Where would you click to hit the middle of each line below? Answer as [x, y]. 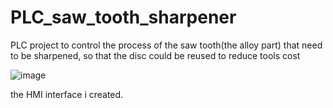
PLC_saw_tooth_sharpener [123, 17]
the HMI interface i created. [67, 94]
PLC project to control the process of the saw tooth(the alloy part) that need [166, 45]
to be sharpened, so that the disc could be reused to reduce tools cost [155, 55]
